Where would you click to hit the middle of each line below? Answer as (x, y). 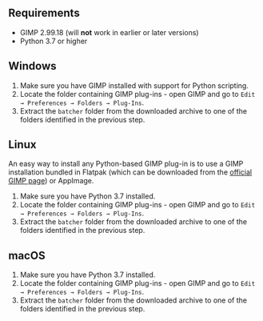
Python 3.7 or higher (54, 41)
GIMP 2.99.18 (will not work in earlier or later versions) (109, 32)
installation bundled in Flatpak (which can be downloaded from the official (130, 172)
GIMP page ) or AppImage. (51, 181)
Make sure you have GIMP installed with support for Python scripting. (134, 85)
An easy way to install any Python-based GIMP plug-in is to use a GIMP (126, 164)
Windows (32, 66)
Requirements (44, 13)
